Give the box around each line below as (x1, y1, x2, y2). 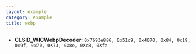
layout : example (5, 8, 47, 15)
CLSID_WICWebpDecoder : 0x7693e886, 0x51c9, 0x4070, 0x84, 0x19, (14, 37, 191, 44)
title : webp (5, 20, 36, 26)
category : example (5, 14, 52, 20)
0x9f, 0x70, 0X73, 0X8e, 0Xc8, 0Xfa (14, 43, 108, 49)
